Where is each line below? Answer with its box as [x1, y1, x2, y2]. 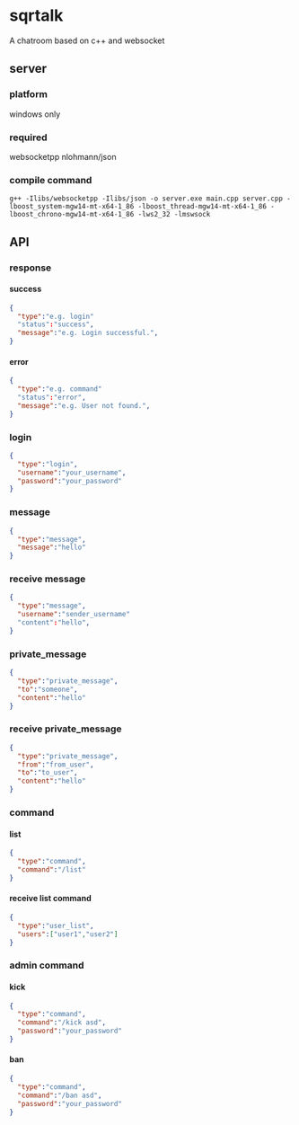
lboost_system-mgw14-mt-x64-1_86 [9, 202, 135, 211]
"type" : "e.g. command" [17, 385, 102, 394]
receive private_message [9, 722, 123, 735]
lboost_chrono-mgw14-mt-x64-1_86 [9, 210, 135, 219]
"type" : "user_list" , [17, 921, 94, 930]
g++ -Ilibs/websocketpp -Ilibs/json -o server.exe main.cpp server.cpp [9, 194, 283, 203]
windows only [9, 109, 61, 120]
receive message [9, 572, 86, 585]
